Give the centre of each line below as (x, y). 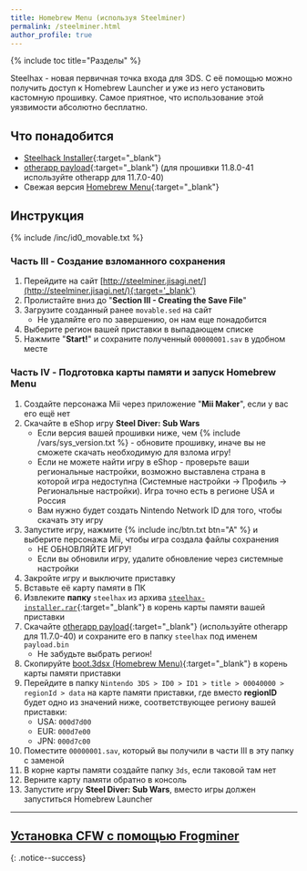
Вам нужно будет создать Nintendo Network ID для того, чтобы (159, 510)
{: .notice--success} (48, 858)
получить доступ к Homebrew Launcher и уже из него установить (138, 88)
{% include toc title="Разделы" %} (76, 61)
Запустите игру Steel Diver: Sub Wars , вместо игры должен (139, 789)
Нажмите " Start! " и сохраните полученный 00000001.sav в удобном (154, 339)
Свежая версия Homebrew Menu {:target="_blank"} (121, 187)
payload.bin (46, 645)
